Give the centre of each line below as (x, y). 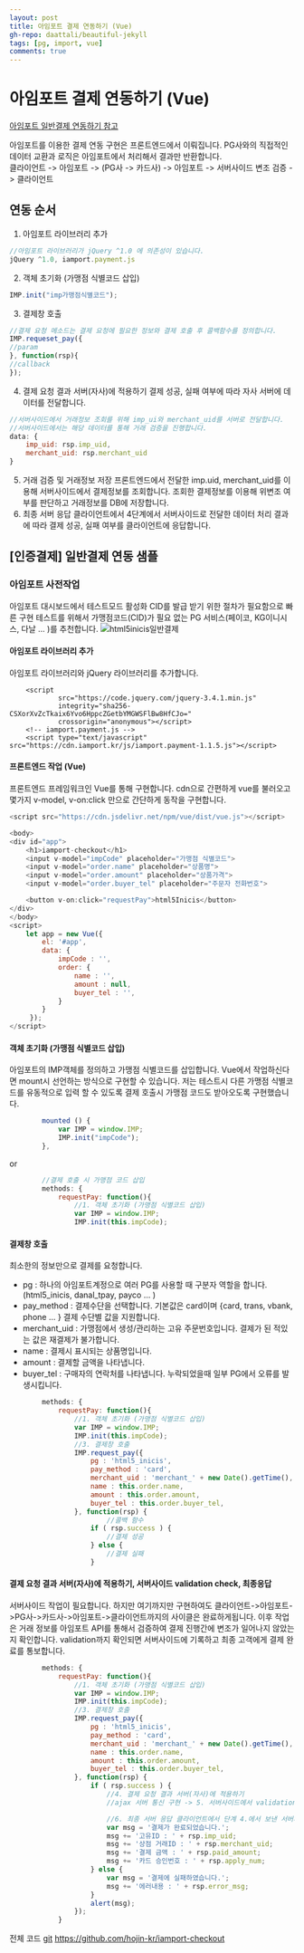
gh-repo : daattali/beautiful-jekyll (78, 34)
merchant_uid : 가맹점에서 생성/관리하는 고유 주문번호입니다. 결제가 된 (147, 1328)
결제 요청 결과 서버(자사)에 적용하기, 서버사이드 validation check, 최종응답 (141, 1584)
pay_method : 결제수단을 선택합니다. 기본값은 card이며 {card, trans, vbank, (157, 1306)
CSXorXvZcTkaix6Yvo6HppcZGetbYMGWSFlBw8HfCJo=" (101, 713)
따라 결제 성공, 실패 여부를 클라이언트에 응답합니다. (121, 525)
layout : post (34, 18)
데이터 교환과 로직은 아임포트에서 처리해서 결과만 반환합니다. (116, 157)
